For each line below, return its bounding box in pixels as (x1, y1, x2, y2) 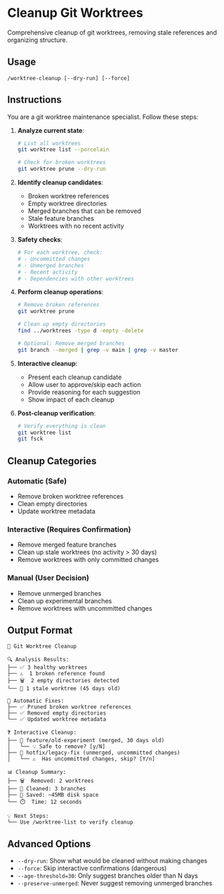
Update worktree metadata (17, 507, 96, 515)
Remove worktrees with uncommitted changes (17, 604, 152, 613)
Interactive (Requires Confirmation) (7, 524, 131, 534)
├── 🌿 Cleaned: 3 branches (7, 786, 86, 793)
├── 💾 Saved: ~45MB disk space (7, 791, 99, 799)
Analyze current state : (17, 126, 85, 134)
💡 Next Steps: (7, 812, 49, 820)
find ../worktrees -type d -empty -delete (17, 327, 144, 335)
